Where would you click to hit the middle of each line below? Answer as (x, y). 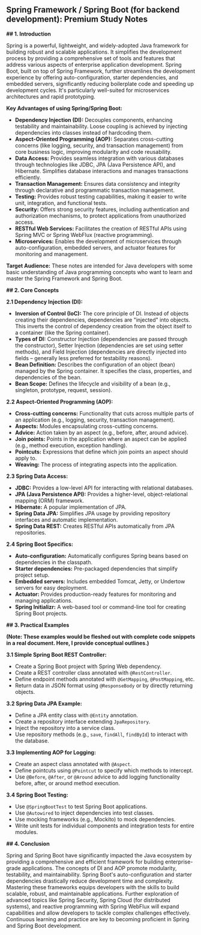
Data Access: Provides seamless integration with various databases (99, 158)
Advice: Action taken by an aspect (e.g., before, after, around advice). (102, 432)
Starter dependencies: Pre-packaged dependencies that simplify (96, 568)
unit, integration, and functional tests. (61, 203)
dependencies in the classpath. (54, 562)
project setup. (32, 575)
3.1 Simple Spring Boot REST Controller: (56, 654)
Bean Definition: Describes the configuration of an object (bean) (95, 364)
